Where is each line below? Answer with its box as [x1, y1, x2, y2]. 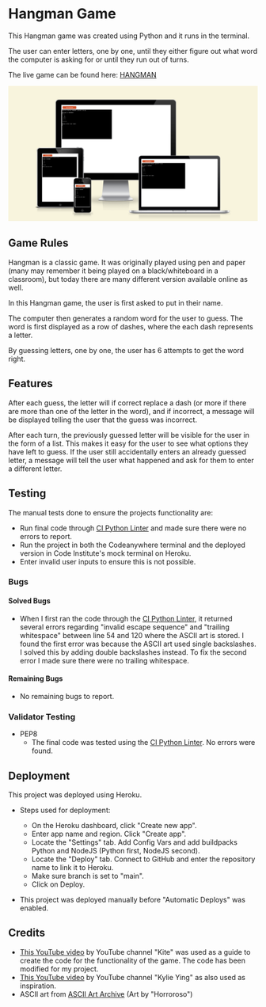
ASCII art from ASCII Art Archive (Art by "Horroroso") [19, 989, 193, 998]
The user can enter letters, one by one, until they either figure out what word [8, 46, 258, 55]
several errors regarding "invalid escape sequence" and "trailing [19, 622, 230, 632]
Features [8, 377, 53, 390]
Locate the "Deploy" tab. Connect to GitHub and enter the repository [31, 854, 256, 864]
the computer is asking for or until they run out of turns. [8, 55, 189, 64]
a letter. [8, 330, 33, 340]
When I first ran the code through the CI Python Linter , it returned [19, 614, 233, 623]
